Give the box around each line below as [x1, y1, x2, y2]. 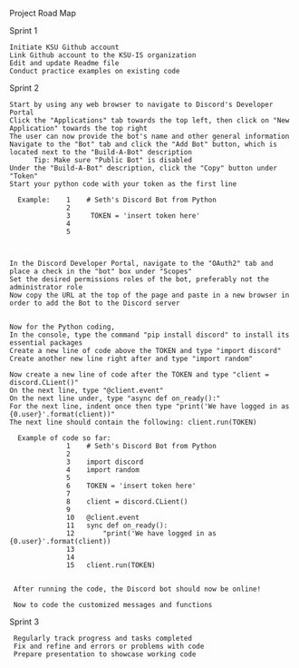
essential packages [9, 339, 83, 348]
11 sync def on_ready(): [66, 521, 169, 530]
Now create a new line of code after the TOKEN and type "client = [9, 370, 270, 379]
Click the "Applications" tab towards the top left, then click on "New [9, 116, 290, 125]
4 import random [66, 466, 140, 475]
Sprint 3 [9, 616, 39, 627]
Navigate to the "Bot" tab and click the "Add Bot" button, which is [9, 140, 278, 149]
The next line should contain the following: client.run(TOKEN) [9, 417, 257, 427]
